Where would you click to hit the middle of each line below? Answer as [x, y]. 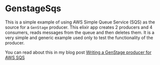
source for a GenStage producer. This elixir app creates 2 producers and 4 [79, 27]
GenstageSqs [33, 9]
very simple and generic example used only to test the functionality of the [79, 38]
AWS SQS [15, 57]
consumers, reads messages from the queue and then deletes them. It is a [80, 32]
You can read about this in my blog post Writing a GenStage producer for [78, 52]
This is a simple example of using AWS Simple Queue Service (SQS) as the [80, 22]
